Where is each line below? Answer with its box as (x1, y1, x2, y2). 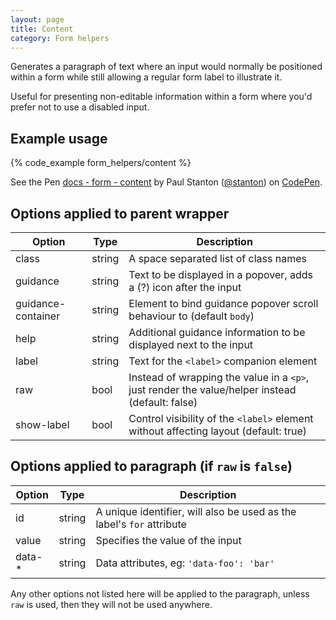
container (15, 309, 61, 323)
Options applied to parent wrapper (10, 205, 230, 222)
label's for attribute (95, 517, 187, 531)
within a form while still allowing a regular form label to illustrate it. (10, 71, 283, 83)
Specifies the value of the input (95, 533, 242, 547)
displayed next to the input (128, 338, 254, 351)
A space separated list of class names (128, 252, 307, 265)
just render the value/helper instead (128, 383, 297, 396)
